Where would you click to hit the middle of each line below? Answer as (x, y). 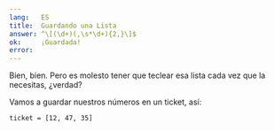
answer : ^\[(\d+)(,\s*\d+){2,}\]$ (73, 34)
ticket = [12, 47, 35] (51, 119)
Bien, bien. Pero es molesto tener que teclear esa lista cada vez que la (137, 75)
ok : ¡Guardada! (45, 42)
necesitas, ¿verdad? (46, 85)
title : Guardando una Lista (63, 26)
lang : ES (29, 17)
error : (21, 50)
